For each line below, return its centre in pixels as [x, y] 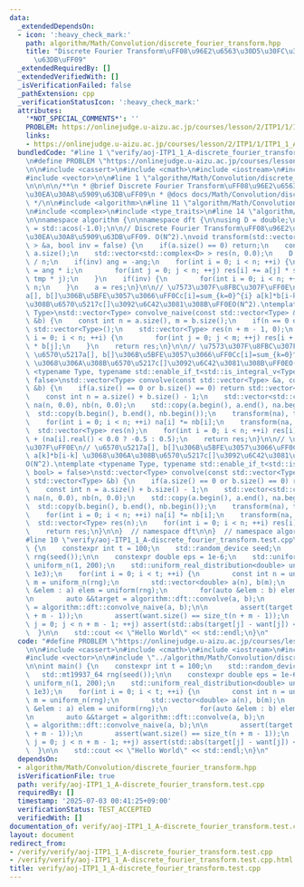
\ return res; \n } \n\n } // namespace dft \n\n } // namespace [149, 532]
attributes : [40, 111]
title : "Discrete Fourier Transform [95, 52]
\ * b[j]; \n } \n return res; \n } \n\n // [111, 346]
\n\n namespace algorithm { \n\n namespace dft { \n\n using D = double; [157, 220]
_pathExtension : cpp [56, 93]
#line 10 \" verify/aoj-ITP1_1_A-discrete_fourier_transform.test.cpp [160, 540]
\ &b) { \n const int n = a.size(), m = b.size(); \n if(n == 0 [157, 321]
